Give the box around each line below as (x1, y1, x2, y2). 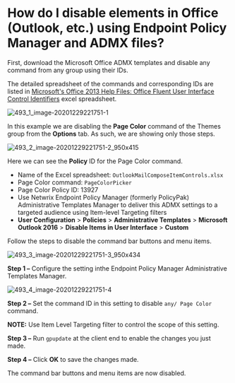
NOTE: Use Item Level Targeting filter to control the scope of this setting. (7, 320, 219, 329)
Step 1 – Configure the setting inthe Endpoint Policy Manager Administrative (7, 264, 227, 273)
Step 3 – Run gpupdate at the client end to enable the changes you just (7, 334, 212, 342)
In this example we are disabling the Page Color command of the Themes (7, 122, 221, 130)
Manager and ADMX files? (7, 35, 164, 51)
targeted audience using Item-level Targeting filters (17, 208, 167, 216)
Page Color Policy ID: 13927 (17, 185, 99, 194)
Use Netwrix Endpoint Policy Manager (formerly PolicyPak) (17, 193, 189, 201)
